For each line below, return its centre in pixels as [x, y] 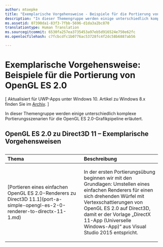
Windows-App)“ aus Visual [115, 226]
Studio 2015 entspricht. [111, 232]
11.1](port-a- [45, 199]
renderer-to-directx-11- [37, 211]
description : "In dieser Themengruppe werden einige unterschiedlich [77, 18]
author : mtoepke [21, 9]
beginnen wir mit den [108, 178]
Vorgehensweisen [33, 141]
